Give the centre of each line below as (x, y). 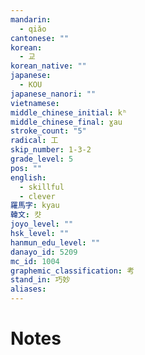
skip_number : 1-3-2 (51, 150)
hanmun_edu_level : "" (55, 242)
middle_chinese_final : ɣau (66, 122)
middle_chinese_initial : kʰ (69, 112)
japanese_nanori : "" (53, 94)
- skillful (42, 187)
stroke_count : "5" (48, 131)
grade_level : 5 (42, 159)
